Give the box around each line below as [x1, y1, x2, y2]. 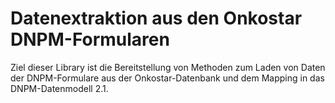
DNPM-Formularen [10, 28, 170, 51]
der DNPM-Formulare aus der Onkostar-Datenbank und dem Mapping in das [10, 72, 325, 84]
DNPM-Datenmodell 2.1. [10, 82, 109, 94]
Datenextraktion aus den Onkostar [10, 7, 303, 30]
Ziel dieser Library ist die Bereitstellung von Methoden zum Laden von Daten [10, 61, 326, 73]
